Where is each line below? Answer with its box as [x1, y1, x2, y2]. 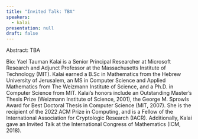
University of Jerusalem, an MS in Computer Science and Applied [6, 77, 166, 84]
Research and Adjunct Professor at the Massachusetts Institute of [6, 64, 167, 71]
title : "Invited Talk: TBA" [6, 8, 76, 15]
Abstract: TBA [6, 47, 40, 54]
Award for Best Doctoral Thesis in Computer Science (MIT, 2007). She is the [6, 102, 191, 109]
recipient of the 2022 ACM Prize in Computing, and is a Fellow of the [6, 108, 173, 115]
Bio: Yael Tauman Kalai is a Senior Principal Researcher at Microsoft [6, 58, 171, 65]
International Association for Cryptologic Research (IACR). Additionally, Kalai [6, 114, 192, 121]
